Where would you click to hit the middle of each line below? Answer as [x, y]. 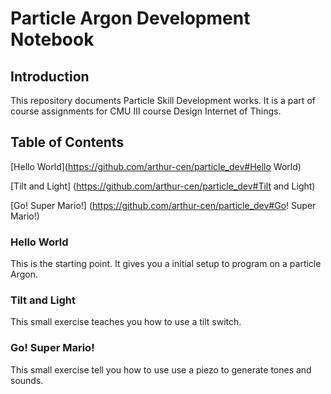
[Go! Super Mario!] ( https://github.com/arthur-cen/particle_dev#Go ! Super [163, 205]
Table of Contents [67, 142]
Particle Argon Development [130, 18]
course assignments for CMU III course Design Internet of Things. [146, 111]
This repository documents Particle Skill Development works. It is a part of [163, 100]
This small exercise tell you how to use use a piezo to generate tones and [161, 369]
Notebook [52, 39]
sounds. [27, 380]
